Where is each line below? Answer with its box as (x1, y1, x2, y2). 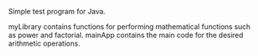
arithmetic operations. (8, 39, 81, 48)
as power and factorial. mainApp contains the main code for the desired (8, 31, 244, 39)
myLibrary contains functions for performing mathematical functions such (8, 22, 251, 31)
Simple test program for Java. (8, 7, 106, 16)
